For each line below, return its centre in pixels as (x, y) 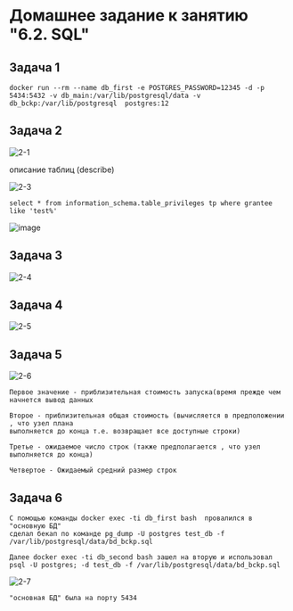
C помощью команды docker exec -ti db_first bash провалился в (131, 518)
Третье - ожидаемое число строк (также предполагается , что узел (135, 447)
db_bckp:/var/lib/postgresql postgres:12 (89, 103)
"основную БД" (36, 526)
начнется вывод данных (51, 400)
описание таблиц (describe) (62, 169)
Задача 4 (36, 305)
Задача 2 (36, 131)
